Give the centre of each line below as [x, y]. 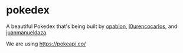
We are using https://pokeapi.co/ [46, 44]
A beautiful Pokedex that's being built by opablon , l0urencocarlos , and [92, 26]
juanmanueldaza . [27, 32]
